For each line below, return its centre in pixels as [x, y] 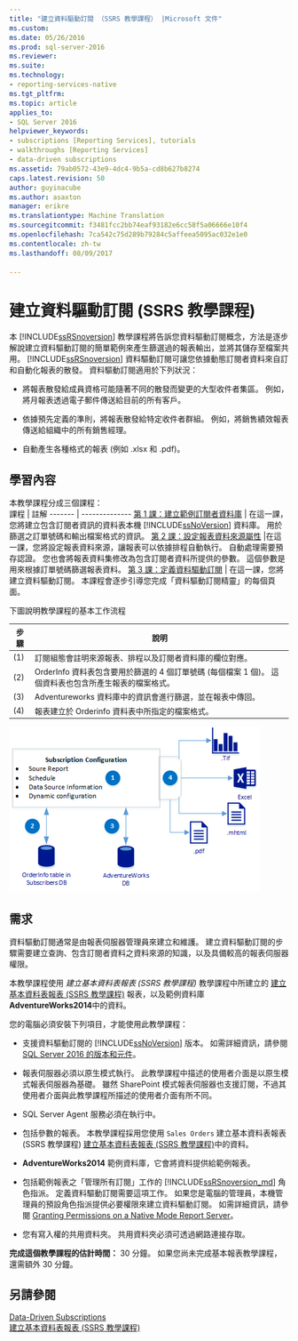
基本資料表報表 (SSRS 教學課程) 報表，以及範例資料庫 [107, 994]
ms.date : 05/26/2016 [47, 37]
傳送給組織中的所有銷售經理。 [76, 430]
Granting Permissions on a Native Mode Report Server [131, 1215]
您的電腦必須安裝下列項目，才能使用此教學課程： [98, 1024]
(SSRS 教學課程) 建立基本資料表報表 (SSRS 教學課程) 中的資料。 [137, 1144]
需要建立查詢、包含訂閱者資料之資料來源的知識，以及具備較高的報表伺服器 [153, 952]
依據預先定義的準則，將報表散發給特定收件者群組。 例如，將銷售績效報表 [155, 419]
